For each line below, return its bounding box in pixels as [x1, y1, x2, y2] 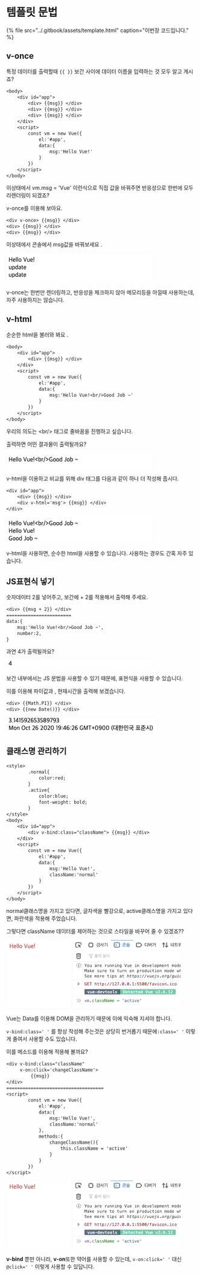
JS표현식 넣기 [6, 576, 55, 587]
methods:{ [38, 1133, 63, 1139]
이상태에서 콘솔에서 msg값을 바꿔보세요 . [6, 240, 103, 248]
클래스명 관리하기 [6, 746, 67, 756]
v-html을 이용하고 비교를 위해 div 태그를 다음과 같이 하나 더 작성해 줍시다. [6, 475, 179, 482]
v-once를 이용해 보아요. [6, 204, 63, 211]
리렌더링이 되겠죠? [6, 192, 50, 199]
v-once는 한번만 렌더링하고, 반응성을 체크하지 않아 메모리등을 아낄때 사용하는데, [6, 288, 195, 296]
